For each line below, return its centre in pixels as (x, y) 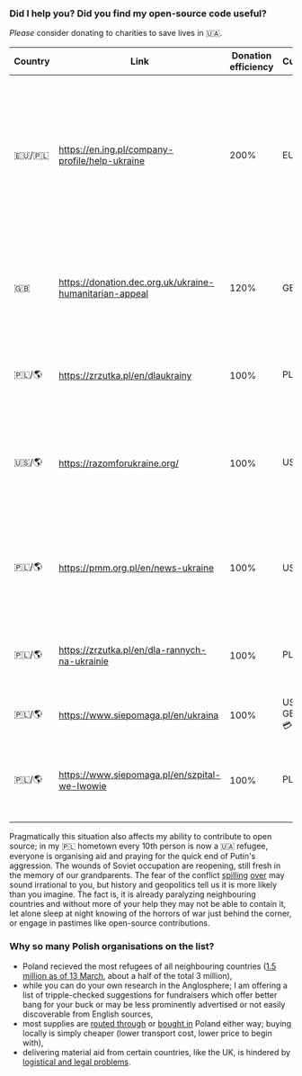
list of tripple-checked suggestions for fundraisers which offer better (150, 995)
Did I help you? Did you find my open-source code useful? (138, 13)
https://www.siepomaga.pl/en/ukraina (138, 715)
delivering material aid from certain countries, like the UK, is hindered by (156, 1052)
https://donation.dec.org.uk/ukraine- (136, 282)
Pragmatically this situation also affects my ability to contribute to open (141, 837)
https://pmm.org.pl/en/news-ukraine (136, 568)
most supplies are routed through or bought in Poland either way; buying (157, 1023)
